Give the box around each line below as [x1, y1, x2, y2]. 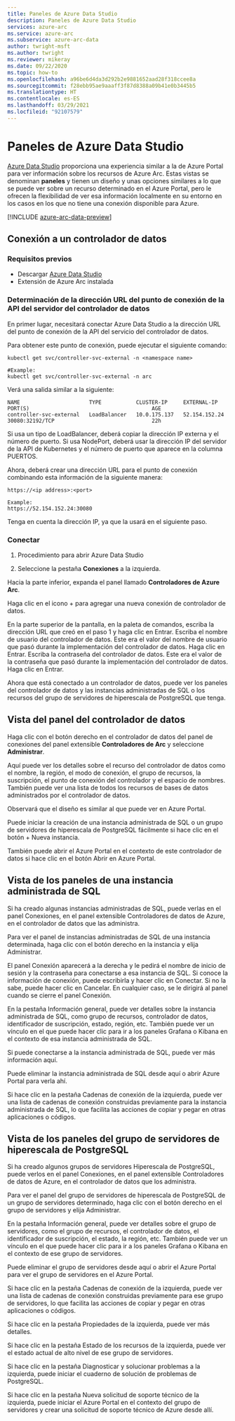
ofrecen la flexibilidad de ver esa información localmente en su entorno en [7, 191, 222, 200]
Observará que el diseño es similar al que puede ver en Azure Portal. [7, 804, 206, 813]
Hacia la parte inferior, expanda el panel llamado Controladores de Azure [7, 577, 220, 587]
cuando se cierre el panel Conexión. [7, 991, 112, 1000]
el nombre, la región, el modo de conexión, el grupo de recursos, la [7, 768, 201, 777]
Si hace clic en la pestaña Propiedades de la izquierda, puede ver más [7, 1320, 210, 1328]
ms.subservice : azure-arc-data [7, 37, 99, 44]
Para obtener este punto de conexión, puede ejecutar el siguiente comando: [7, 341, 227, 349]
